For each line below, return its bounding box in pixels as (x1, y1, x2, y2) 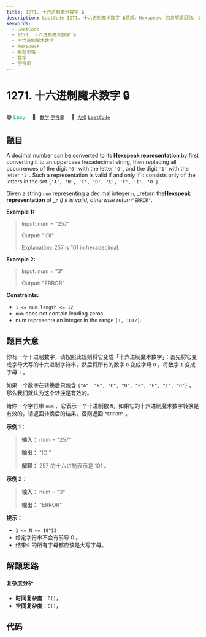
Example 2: (6, 256, 36, 263)
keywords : (6, 20, 32, 26)
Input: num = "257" (21, 220, 70, 228)
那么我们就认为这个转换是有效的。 (6, 389, 93, 396)
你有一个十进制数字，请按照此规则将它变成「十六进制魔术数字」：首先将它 (6, 353, 192, 361)
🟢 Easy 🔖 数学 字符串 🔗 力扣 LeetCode (6, 114, 110, 121)
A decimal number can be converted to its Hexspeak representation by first (6, 152, 199, 160)
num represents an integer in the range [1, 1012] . (15, 317, 142, 324)
